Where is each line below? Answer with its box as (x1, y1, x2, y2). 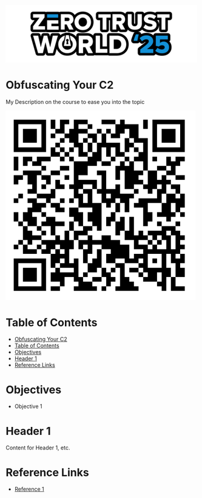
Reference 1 (14, 485, 44, 493)
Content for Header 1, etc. (5, 444, 70, 451)
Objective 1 (14, 403, 42, 410)
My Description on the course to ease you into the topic (5, 98, 145, 105)
